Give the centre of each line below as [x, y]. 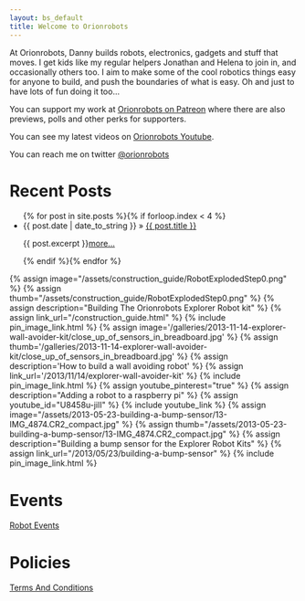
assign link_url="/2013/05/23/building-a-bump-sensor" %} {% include [142, 454]
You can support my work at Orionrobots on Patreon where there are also [147, 109]
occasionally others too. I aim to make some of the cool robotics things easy [153, 72]
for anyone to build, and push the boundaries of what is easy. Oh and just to [152, 81]
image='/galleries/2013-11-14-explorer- [213, 327]
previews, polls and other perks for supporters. [98, 119]
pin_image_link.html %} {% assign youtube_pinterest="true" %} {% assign [149, 385]
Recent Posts [61, 190]
